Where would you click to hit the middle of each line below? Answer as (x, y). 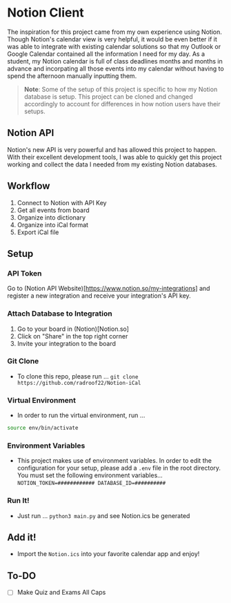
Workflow (29, 186)
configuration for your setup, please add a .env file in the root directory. (119, 468)
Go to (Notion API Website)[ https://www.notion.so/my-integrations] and (109, 289)
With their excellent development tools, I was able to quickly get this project (114, 157)
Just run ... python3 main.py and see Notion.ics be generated (103, 515)
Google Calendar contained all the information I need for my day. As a (106, 54)
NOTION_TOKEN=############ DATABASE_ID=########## (91, 484)
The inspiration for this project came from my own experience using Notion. (115, 32)
